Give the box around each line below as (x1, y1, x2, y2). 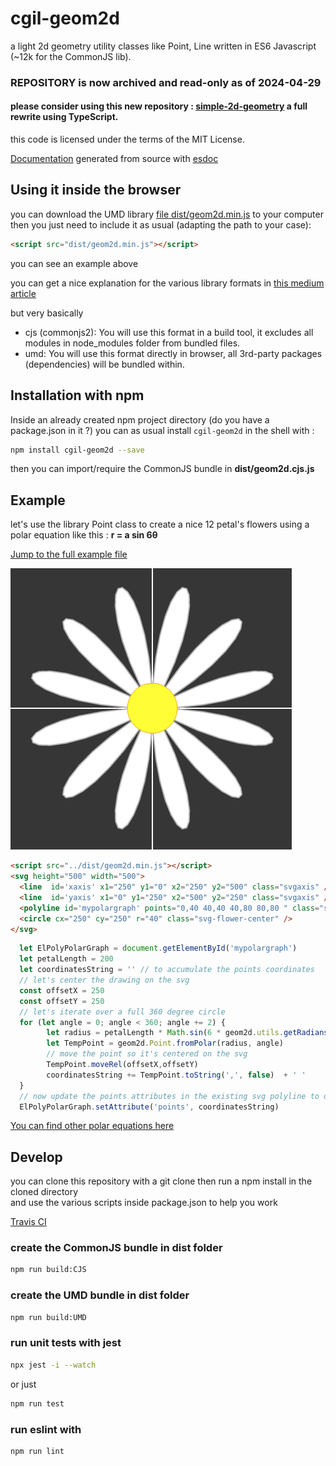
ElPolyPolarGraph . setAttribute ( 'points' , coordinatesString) (19, 1102, 280, 1112)
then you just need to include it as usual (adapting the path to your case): (10, 218, 312, 231)
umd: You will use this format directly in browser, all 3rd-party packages (24, 347, 323, 359)
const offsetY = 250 (19, 996, 105, 1006)
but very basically (10, 307, 84, 319)
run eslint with (10, 1422, 82, 1436)
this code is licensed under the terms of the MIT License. (10, 133, 245, 146)
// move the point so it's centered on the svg (46, 1049, 248, 1059)
